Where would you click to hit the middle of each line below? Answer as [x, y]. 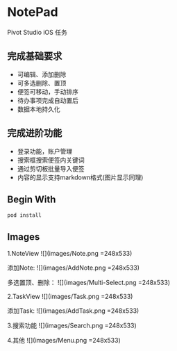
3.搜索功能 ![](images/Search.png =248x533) [72, 326]
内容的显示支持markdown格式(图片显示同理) [80, 177]
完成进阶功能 [35, 133]
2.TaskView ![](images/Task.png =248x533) [70, 297]
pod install [24, 215]
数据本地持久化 [39, 109]
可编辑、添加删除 [42, 74]
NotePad [33, 12]
